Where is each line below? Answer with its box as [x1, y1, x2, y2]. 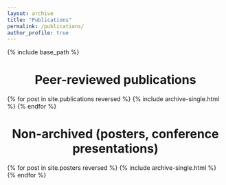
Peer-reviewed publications [34, 72, 196, 88]
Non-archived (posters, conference [12, 127, 219, 142]
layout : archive [7, 10, 54, 17]
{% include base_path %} [7, 48, 80, 56]
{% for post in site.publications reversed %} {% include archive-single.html [7, 95, 220, 103]
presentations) [71, 141, 159, 157]
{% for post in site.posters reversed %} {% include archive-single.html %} [7, 164, 216, 172]
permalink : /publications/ [7, 23, 84, 30]
